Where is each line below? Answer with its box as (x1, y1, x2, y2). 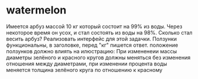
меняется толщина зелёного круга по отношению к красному (6, 66, 163, 73)
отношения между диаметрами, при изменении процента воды (6, 60, 167, 67)
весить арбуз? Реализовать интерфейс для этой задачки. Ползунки (6, 35, 177, 42)
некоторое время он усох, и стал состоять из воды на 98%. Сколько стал (6, 29, 193, 36)
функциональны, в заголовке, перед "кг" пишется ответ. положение (6, 42, 178, 49)
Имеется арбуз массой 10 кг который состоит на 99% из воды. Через (6, 23, 183, 30)
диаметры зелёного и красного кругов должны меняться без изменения (6, 54, 191, 61)
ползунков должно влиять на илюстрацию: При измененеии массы (6, 47, 177, 54)
